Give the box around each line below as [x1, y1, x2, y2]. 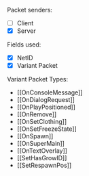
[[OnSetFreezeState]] [16, 125, 77, 133]
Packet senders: [7, 6, 53, 14]
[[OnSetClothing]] [16, 118, 67, 126]
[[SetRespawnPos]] [16, 161, 72, 170]
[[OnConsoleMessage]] [16, 88, 83, 97]
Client [16, 19, 34, 27]
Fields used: [7, 40, 41, 49]
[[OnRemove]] [16, 110, 57, 118]
